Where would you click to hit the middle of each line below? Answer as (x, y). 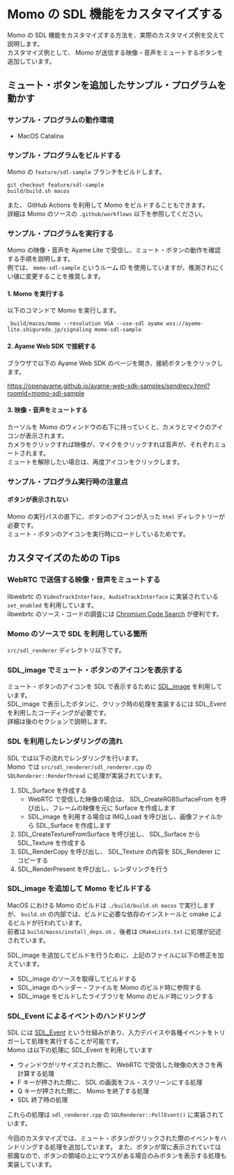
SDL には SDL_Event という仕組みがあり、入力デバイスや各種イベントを (110, 1032)
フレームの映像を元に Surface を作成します (114, 807)
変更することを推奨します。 (65, 276)
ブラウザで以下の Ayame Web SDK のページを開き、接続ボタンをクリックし (115, 363)
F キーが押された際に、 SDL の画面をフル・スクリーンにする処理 (110, 1082)
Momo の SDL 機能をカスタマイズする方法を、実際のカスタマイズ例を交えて (116, 35)
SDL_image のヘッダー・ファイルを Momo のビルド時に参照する (109, 987)
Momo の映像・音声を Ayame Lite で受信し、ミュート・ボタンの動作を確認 (114, 250)
